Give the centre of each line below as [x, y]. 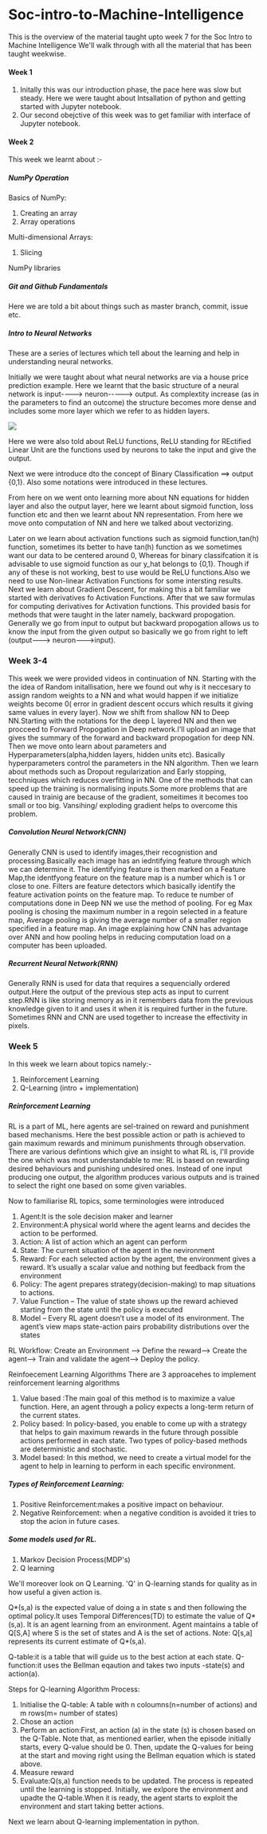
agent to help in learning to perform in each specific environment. [128, 1466]
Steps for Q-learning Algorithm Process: [74, 1689]
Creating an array [49, 214]
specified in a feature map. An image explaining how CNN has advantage [128, 928]
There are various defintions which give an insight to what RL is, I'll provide [132, 1151]
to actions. [37, 1292]
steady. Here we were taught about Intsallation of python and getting [133, 98]
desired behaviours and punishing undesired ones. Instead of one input [126, 1168]
